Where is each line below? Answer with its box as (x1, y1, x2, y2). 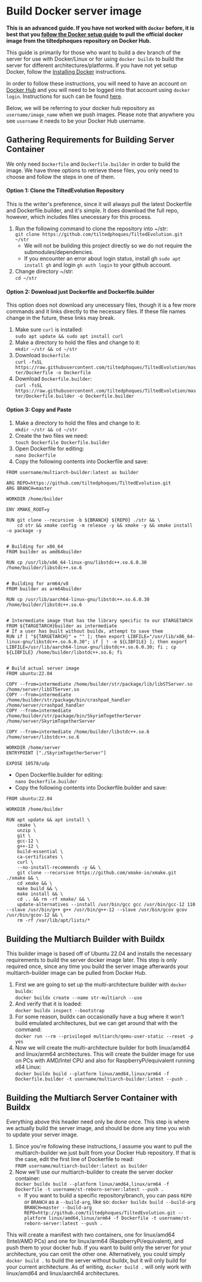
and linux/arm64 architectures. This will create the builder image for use (14, 1050, 195, 1058)
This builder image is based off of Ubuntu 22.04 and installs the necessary (6, 950, 192, 957)
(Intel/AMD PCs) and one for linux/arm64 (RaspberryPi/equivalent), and (6, 1237, 184, 1245)
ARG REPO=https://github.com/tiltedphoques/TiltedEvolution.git (6, 480, 171, 486)
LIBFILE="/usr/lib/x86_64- (127, 634, 196, 640)
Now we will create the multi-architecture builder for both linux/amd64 (14, 1044, 191, 1052)
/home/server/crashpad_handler (6, 703, 85, 709)
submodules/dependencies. (24, 248, 94, 255)
